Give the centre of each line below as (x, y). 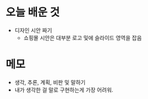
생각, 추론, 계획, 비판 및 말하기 (50, 82)
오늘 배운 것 (33, 12)
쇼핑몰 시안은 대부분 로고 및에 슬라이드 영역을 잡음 (82, 37)
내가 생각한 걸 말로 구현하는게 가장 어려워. (64, 90)
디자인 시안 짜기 (33, 30)
